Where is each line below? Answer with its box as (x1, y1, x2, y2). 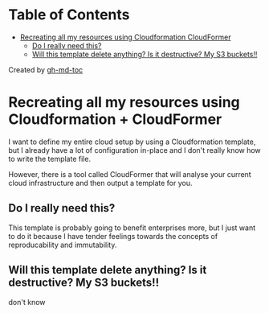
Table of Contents (8, 6, 130, 24)
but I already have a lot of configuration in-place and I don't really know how (8, 145, 261, 154)
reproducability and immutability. (8, 240, 117, 249)
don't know (8, 297, 46, 307)
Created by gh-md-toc (8, 64, 84, 74)
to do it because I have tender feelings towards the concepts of (8, 231, 218, 241)
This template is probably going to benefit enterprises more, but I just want (8, 223, 256, 233)
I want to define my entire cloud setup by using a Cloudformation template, (8, 137, 256, 146)
